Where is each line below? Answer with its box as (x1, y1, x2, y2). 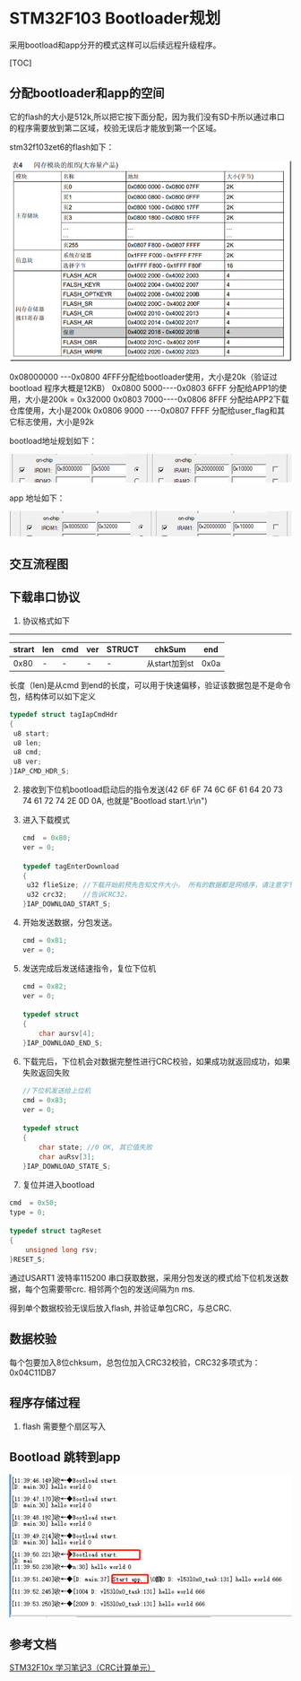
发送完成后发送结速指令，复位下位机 (21, 962, 157, 973)
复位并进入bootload (21, 1179, 96, 1189)
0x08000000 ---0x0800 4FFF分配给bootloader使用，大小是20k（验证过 (9, 371, 278, 382)
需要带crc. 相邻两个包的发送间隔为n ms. (47, 1284, 195, 1294)
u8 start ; (13, 728, 50, 738)
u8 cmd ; (13, 748, 42, 757)
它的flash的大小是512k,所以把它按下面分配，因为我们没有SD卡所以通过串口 (9, 111, 285, 122)
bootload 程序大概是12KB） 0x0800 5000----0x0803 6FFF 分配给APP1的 (9, 382, 279, 393)
